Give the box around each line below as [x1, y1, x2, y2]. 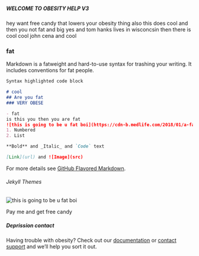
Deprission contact [6, 222, 54, 229]
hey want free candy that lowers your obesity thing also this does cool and [6, 20, 188, 27]
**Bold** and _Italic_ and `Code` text [6, 143, 105, 149]
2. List [6, 133, 25, 139]
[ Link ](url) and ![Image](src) [6, 154, 84, 160]
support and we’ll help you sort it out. [6, 243, 97, 250]
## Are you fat [6, 95, 44, 101]
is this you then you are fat [6, 116, 81, 122]
